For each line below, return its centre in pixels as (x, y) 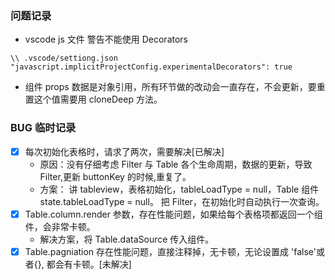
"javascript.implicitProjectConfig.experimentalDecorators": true (151, 67)
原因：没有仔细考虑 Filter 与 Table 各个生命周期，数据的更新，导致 (176, 164)
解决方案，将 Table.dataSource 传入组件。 (127, 239)
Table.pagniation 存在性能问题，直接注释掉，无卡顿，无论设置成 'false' (170, 251)
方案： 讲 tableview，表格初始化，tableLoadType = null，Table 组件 (179, 189)
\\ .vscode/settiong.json (64, 58)
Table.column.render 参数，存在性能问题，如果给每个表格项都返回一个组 (173, 214)
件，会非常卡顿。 (60, 226)
